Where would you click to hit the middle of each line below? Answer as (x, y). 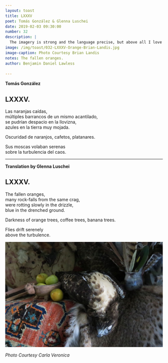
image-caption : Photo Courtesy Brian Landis (52, 53)
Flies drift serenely (24, 229)
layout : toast (20, 11)
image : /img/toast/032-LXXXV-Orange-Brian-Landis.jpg (62, 48)
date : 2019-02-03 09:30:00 (33, 27)
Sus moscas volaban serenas (35, 147)
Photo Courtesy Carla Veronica (37, 355)
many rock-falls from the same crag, (42, 199)
